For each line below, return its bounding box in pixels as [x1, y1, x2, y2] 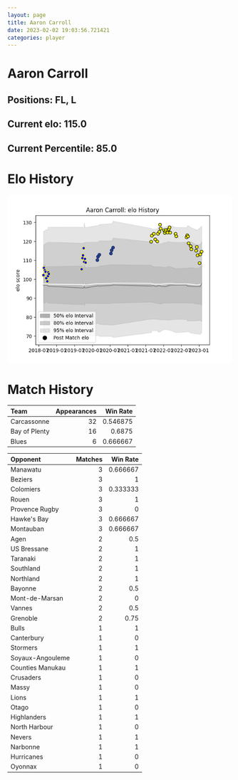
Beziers [10, 475, 33, 484]
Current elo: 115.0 [7, 118, 87, 130]
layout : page [7, 11, 46, 19]
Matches [76, 454, 103, 463]
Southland [10, 564, 41, 573]
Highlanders [10, 713, 46, 722]
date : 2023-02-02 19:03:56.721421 [7, 26, 110, 33]
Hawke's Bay [10, 515, 49, 524]
